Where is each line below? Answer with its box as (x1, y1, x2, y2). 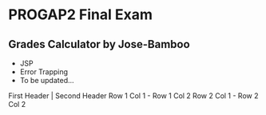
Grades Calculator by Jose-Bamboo (8, 38, 190, 51)
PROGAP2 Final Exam (8, 6, 153, 24)
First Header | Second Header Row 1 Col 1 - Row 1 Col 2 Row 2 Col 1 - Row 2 (8, 91, 259, 101)
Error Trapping (19, 67, 69, 77)
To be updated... (19, 76, 74, 85)
